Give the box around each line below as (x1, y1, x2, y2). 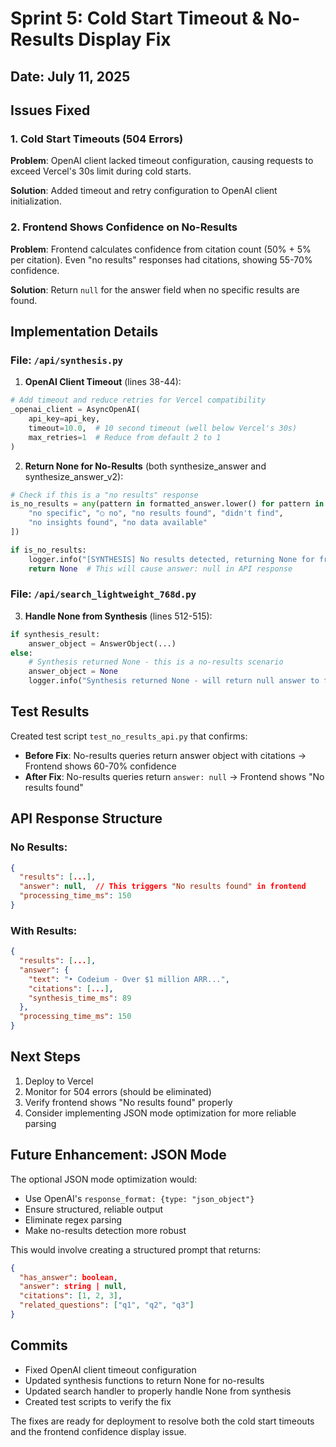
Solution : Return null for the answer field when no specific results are (10, 283, 300, 296)
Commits (10, 1337, 68, 1354)
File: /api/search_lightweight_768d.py (10, 587, 197, 601)
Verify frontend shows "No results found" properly (24, 1096, 233, 1108)
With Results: (10, 923, 78, 937)
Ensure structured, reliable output (24, 1203, 163, 1215)
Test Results (10, 703, 90, 721)
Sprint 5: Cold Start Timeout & (10, 7, 265, 30)
